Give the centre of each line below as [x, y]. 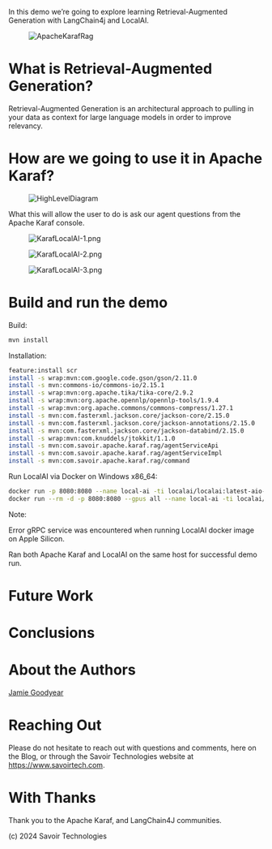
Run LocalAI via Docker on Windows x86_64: [83, 476]
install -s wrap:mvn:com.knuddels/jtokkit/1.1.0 [92, 438]
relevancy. [25, 126]
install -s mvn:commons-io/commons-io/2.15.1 [86, 386]
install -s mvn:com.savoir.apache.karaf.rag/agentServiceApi [114, 446]
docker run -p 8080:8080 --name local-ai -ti [86, 491]
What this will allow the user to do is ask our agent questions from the [125, 213]
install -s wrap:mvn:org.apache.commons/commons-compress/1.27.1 [121, 408]
